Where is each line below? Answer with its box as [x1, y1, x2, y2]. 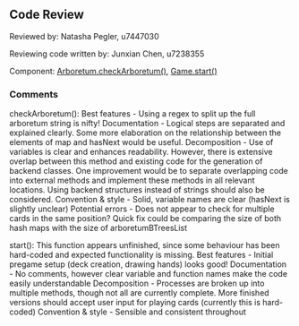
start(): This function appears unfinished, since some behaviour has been [9, 240, 280, 251]
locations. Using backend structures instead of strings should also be [9, 184, 266, 195]
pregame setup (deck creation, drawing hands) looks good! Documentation [9, 259, 287, 270]
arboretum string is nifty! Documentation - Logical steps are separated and [9, 118, 286, 129]
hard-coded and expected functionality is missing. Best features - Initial [9, 250, 274, 261]
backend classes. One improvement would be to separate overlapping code [9, 166, 288, 176]
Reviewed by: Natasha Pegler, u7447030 [9, 30, 159, 41]
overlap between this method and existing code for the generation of [9, 156, 263, 167]
